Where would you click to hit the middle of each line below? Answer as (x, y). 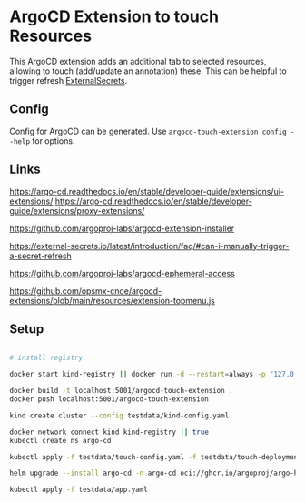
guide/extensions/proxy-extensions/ (77, 210)
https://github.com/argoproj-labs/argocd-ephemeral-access (123, 273)
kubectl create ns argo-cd (60, 440)
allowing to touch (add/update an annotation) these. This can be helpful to (148, 71)
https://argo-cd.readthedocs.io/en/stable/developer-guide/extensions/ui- (147, 191)
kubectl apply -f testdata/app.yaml (79, 490)
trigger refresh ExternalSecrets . (69, 80)
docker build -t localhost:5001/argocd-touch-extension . (121, 391)
